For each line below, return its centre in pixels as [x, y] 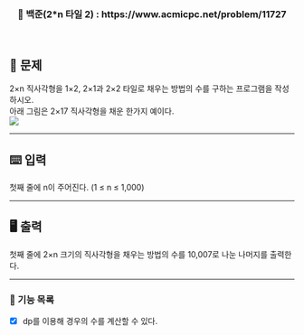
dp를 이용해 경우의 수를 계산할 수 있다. [90, 321]
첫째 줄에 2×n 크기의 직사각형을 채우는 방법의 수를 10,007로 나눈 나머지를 [139, 254]
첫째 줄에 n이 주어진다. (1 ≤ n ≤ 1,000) [77, 187]
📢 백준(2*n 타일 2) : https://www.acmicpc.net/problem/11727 [152, 14]
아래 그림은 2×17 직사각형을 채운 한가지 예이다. [92, 111]
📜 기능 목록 [32, 300]
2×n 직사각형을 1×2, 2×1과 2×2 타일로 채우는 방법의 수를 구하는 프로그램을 [141, 88]
